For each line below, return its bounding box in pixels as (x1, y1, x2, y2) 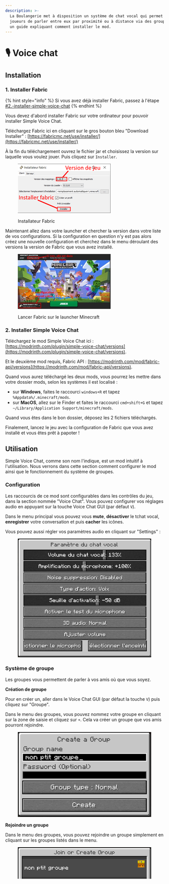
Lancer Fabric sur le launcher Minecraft (18, 314, 100, 320)
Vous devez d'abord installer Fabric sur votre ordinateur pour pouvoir (5, 113, 149, 119)
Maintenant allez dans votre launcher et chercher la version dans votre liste (5, 228, 161, 234)
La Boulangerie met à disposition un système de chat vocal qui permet (10, 13, 163, 19)
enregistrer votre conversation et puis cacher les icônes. (5, 518, 124, 525)
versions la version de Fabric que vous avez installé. (5, 244, 114, 250)
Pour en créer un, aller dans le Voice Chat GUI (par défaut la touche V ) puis (5, 696, 160, 702)
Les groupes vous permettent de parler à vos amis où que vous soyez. (5, 677, 151, 683)
